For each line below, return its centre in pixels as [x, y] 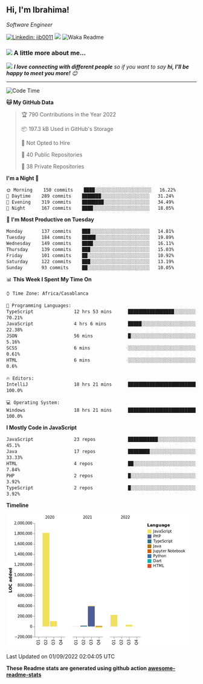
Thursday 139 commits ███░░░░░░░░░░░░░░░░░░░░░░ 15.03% [90, 250]
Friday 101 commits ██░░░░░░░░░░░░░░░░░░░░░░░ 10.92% [90, 256]
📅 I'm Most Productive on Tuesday [50, 220]
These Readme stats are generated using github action [76, 668]
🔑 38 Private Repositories [53, 167]
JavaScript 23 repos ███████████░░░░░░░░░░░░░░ [101, 440]
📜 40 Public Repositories [52, 155]
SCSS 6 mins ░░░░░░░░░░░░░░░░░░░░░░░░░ [101, 348]
